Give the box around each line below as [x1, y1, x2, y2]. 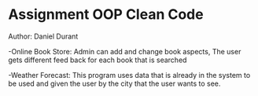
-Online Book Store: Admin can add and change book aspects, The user [8, 46, 241, 56]
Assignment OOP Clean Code [8, 6, 204, 24]
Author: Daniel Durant [8, 31, 79, 41]
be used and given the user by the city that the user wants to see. [8, 79, 221, 88]
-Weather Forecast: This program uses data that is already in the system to [8, 70, 251, 79]
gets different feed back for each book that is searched [8, 55, 187, 65]
